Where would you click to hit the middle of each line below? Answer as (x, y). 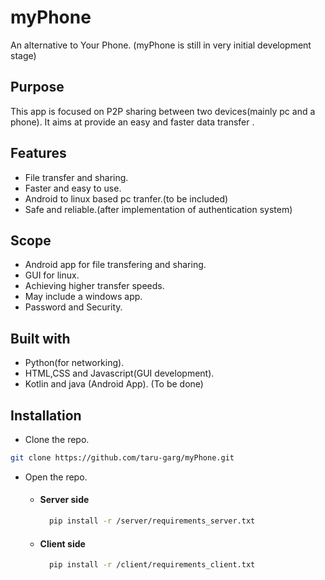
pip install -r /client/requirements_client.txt (152, 565)
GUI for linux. (52, 275)
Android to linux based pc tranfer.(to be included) (126, 198)
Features (38, 153)
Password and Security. (73, 307)
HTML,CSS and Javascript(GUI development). (119, 373)
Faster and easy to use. (73, 188)
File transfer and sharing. (76, 177)
